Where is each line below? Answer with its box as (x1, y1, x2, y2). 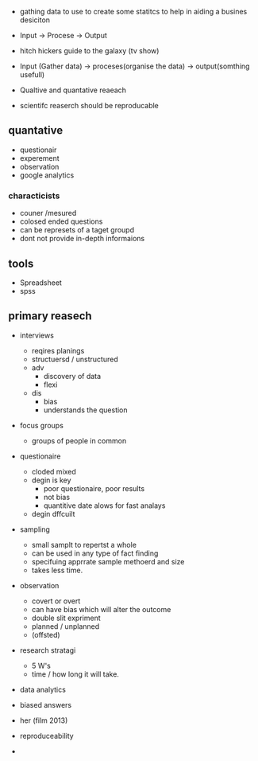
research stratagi (19, 645, 76, 655)
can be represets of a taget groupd (19, 225, 135, 235)
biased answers (19, 700, 72, 709)
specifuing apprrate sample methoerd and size (31, 556, 185, 566)
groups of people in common (31, 435, 127, 445)
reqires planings (31, 345, 85, 355)
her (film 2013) (19, 716, 68, 725)
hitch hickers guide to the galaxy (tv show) (19, 46, 160, 55)
